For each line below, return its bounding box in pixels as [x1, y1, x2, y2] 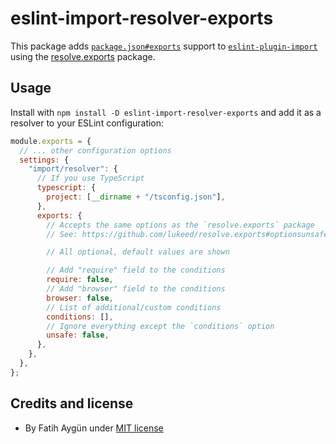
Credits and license [10, 395, 134, 412]
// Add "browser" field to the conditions [46, 284, 226, 294]
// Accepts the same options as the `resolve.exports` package [46, 220, 315, 230]
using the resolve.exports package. [10, 50, 156, 62]
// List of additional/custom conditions [46, 302, 222, 312]
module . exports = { [10, 136, 92, 146]
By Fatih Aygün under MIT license [24, 422, 164, 434]
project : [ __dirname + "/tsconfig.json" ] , [46, 192, 226, 202]
